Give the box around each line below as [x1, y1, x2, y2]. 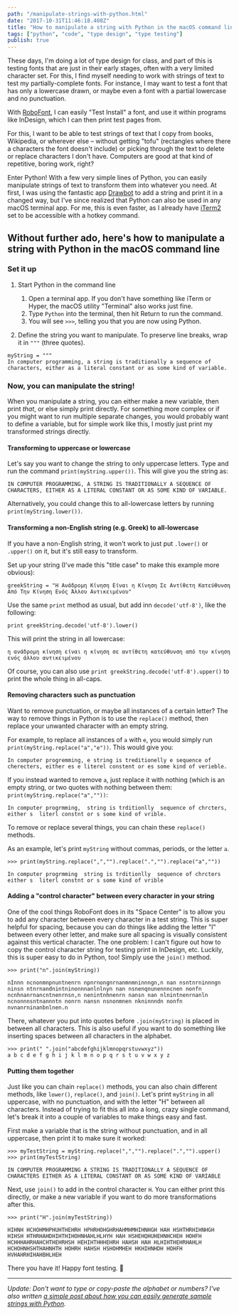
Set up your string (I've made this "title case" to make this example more [7, 560, 220, 569]
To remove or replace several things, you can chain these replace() [7, 823, 206, 831]
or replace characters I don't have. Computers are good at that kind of [7, 152, 213, 161]
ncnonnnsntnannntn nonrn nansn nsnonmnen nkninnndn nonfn [7, 998, 183, 1005]
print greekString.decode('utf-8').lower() [7, 622, 139, 629]
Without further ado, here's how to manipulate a [7, 232, 225, 244]
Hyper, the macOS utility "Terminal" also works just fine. [28, 302, 193, 310]
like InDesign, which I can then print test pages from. [7, 115, 162, 125]
